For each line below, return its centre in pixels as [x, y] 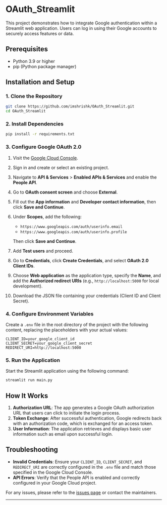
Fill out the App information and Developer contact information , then [84, 202]
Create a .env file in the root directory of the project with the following [77, 324]
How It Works [27, 396]
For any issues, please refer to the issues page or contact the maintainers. [81, 492]
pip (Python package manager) [45, 66]
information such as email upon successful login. [63, 434]
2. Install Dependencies [35, 124]
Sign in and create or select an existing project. [61, 167]
